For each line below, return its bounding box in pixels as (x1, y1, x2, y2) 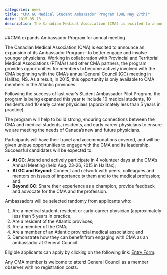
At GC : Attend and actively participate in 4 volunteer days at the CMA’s (12, 157, 158, 163)
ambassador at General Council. (12, 240, 79, 246)
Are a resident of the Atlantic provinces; (12, 218, 94, 224)
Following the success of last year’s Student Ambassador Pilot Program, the (5, 91, 161, 97)
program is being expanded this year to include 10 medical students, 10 (5, 96, 151, 102)
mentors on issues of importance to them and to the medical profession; (12, 173, 161, 179)
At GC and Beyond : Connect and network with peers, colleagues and (12, 168, 155, 174)
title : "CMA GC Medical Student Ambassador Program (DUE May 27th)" (5, 12, 150, 17)
